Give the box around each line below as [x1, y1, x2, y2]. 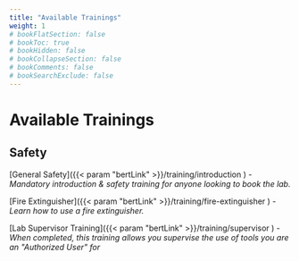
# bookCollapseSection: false [9, 55, 122, 63]
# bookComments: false [9, 63, 94, 72]
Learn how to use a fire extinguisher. [9, 205, 145, 215]
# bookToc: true [9, 38, 70, 47]
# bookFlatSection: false [9, 29, 105, 38]
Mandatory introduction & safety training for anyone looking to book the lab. [9, 178, 291, 189]
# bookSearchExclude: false [9, 72, 114, 80]
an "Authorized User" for [9, 241, 101, 252]
